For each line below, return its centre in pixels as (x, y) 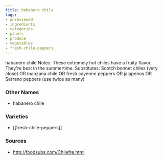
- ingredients (20, 24)
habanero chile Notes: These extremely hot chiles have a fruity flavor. (78, 62)
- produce (16, 39)
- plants (15, 34)
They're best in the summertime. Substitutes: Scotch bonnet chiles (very (81, 68)
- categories (19, 29)
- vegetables (19, 43)
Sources (16, 141)
